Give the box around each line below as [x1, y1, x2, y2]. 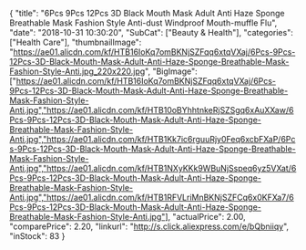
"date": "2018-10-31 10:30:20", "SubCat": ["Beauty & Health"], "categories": [9, 27, 293, 37]
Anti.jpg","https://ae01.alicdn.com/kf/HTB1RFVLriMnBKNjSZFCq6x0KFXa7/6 [9, 192, 294, 203]
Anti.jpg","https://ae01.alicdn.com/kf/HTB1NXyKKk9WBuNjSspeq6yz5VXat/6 [9, 163, 297, 173]
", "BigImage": [144, 66, 198, 77]
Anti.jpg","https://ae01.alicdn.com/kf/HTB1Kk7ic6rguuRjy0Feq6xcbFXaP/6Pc [9, 134, 296, 144]
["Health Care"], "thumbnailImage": [9, 36, 142, 47]
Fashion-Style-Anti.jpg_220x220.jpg [9, 66, 146, 77]
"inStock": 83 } [9, 231, 66, 241]
